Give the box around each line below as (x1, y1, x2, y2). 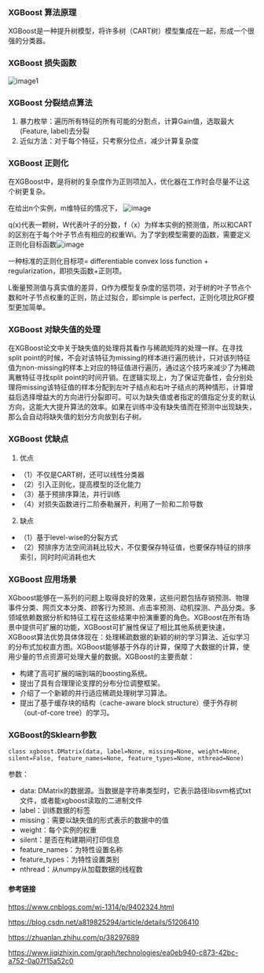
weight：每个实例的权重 (19, 825, 97, 835)
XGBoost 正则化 (8, 157, 69, 168)
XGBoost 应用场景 (8, 573, 77, 584)
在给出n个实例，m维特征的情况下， (8, 203, 122, 213)
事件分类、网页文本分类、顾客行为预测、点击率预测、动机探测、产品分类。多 (8, 603, 256, 613)
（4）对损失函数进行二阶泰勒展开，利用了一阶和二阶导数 (19, 499, 203, 508)
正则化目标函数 (8, 240, 57, 249)
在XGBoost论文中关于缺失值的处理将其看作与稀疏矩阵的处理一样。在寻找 (8, 343, 244, 353)
